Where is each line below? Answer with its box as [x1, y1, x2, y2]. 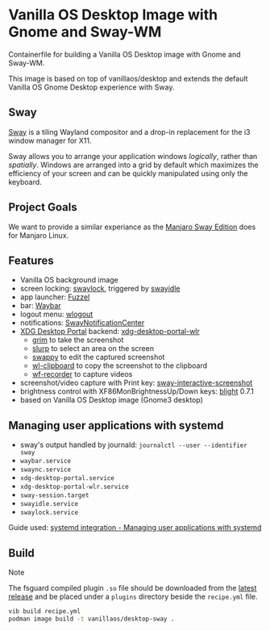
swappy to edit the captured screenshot [31, 353, 165, 362]
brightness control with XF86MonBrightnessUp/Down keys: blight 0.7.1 [19, 387, 254, 396]
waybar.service [19, 458, 72, 466]
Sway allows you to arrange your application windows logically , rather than [8, 151, 258, 161]
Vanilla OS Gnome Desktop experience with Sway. [8, 82, 175, 92]
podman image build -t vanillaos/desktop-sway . [8, 615, 175, 623]
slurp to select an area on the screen [31, 344, 155, 353]
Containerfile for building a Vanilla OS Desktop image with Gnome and [8, 49, 241, 59]
